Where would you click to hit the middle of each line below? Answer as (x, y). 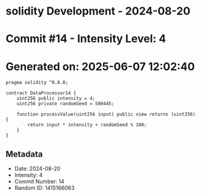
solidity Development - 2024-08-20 (98, 11)
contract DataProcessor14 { (41, 93)
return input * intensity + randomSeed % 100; (87, 125)
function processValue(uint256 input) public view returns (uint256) (106, 114)
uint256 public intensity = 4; (56, 99)
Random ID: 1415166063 (44, 188)
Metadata (24, 154)
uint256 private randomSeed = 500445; (65, 104)
